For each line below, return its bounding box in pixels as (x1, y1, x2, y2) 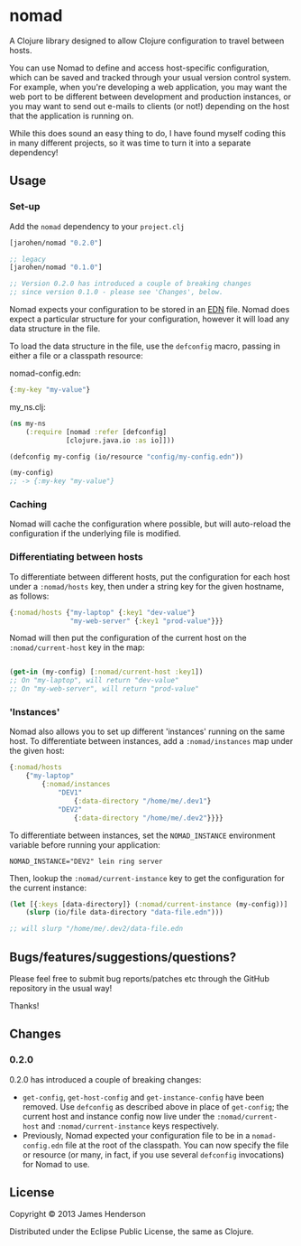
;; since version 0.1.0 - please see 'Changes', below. (9, 288, 223, 297)
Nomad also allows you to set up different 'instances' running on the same (9, 726, 286, 737)
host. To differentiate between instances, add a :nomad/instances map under (9, 736, 294, 747)
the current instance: (9, 882, 87, 893)
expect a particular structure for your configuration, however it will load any (9, 313, 290, 324)
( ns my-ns (9, 419, 47, 428)
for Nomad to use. (22, 1158, 90, 1169)
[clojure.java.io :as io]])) (66, 435, 176, 445)
